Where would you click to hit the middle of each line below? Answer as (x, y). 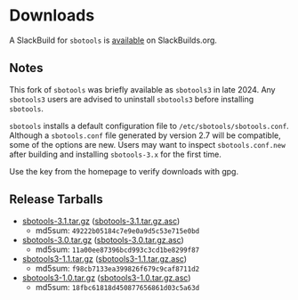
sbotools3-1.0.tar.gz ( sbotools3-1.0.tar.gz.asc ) (106, 278)
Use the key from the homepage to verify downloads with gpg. (124, 171)
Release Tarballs (56, 200)
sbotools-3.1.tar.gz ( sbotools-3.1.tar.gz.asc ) (101, 221)
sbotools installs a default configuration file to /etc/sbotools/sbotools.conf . (149, 126)
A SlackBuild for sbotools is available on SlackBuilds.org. (113, 40)
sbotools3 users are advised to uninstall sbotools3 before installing (132, 99)
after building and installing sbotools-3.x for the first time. (116, 154)
